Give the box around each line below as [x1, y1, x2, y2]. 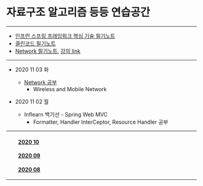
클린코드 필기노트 [14, 40, 56, 47]
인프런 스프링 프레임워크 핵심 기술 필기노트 [14, 32, 116, 39]
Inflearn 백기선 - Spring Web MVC [24, 111, 108, 118]
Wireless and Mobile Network [33, 85, 107, 92]
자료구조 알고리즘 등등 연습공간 [6, 5, 150, 19]
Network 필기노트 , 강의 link [14, 47, 80, 54]
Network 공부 [24, 79, 57, 86]
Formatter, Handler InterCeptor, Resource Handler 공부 [33, 118, 169, 126]
